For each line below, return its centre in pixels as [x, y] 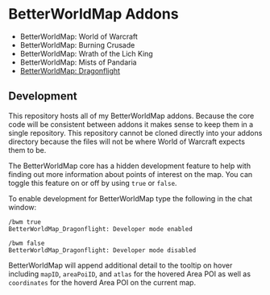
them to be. [27, 150]
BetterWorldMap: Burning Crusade [77, 44]
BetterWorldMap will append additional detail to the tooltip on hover [120, 265]
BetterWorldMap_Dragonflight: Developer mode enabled [101, 229]
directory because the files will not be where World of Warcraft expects [127, 141]
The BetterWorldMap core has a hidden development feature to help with [130, 166]
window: [23, 207]
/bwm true [25, 222]
